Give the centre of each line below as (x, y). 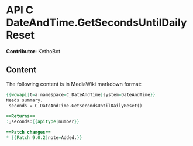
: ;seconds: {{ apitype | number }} (43, 122)
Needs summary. (25, 100)
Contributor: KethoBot (33, 51)
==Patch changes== (28, 133)
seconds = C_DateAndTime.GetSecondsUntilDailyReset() (75, 106)
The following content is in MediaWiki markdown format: (74, 84)
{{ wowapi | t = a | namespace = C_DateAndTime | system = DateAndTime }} (81, 94)
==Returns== (20, 116)
